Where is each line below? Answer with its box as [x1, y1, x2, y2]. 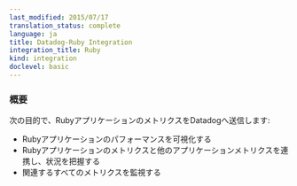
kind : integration [9, 54, 77, 63]
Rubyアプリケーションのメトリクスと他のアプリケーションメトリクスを [21, 145, 281, 156]
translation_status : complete [9, 21, 121, 30]
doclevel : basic [9, 63, 69, 72]
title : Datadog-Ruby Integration [9, 37, 133, 47]
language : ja [9, 29, 58, 38]
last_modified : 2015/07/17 [9, 12, 109, 22]
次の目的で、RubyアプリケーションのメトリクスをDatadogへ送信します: [9, 115, 270, 126]
